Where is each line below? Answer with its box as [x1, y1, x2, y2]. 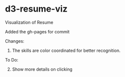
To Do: [5, 57, 18, 62]
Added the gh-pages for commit [5, 29, 70, 34]
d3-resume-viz [5, 3, 68, 15]
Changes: [5, 38, 24, 44]
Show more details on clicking [12, 66, 73, 72]
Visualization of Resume [5, 19, 54, 25]
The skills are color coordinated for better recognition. [12, 47, 121, 53]
